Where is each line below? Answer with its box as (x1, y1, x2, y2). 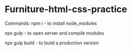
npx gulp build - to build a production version (5, 39, 100, 46)
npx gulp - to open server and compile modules (5, 30, 105, 36)
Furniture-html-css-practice (5, 4, 127, 15)
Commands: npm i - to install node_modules (5, 20, 97, 26)
